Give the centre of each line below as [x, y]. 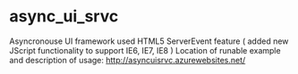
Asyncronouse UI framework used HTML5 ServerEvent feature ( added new [149, 41]
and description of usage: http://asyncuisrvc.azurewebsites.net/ [128, 60]
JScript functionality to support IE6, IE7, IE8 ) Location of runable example [145, 50]
